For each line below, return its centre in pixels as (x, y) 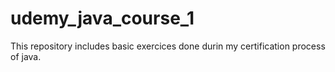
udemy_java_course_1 (102, 18)
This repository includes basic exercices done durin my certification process (168, 46)
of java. (26, 56)
